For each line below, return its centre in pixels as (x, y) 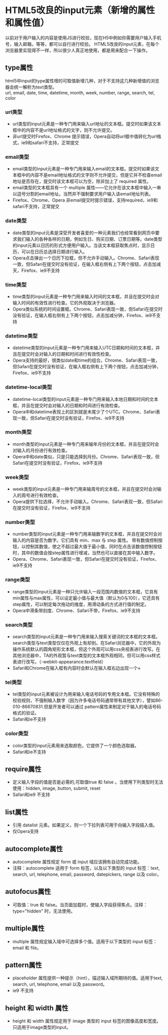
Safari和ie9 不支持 (31, 795)
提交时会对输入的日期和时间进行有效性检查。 (67, 354)
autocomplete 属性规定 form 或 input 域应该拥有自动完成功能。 (77, 862)
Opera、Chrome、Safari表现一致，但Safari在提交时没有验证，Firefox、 (86, 559)
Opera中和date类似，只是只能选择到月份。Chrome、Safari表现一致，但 (86, 456)
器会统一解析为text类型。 (31, 87)
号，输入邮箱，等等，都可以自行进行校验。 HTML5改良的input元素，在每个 (82, 44)
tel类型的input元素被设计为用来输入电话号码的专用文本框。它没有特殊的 (86, 694)
